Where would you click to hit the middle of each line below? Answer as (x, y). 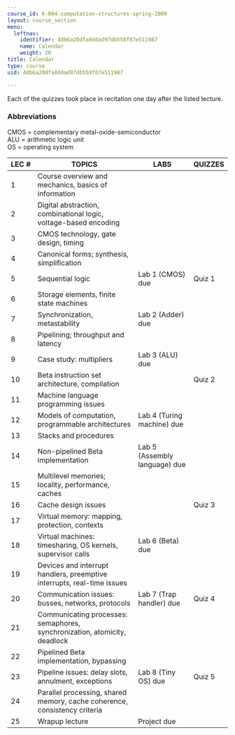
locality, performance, (73, 485)
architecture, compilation (78, 384)
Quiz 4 (204, 598)
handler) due (159, 602)
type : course (26, 66)
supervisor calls (64, 553)
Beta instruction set (69, 375)
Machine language (68, 395)
